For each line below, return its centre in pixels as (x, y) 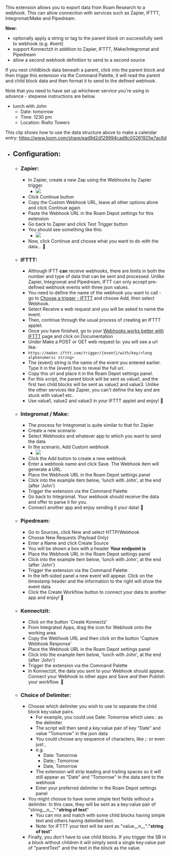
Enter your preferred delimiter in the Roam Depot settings (96, 788)
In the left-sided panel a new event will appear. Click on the (90, 575)
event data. (40, 586)
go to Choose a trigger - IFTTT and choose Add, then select (91, 298)
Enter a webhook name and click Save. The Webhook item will (93, 464)
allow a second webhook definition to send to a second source (79, 60)
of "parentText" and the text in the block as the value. (84, 848)
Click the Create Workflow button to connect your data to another (97, 592)
